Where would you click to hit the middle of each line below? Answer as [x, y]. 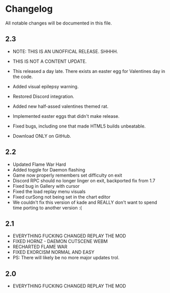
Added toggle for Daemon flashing [49, 169]
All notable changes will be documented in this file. [59, 23]
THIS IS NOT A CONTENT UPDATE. [50, 61]
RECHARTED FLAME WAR [40, 247]
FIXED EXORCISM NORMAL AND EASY [53, 252]
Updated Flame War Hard [39, 164]
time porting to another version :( [47, 208]
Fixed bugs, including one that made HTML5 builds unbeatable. [79, 126]
